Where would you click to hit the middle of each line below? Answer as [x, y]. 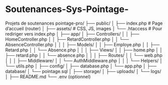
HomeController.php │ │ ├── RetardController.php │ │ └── [67, 39]
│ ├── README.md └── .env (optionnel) [48, 76]
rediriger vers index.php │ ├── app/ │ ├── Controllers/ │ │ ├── [72, 34]
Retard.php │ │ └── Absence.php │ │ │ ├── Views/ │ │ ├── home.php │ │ [84, 50]
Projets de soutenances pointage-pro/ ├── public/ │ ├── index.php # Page [84, 23]
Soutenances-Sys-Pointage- [67, 9]
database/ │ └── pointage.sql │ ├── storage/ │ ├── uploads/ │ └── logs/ [83, 71]
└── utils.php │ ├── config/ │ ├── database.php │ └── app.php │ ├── [81, 66]
